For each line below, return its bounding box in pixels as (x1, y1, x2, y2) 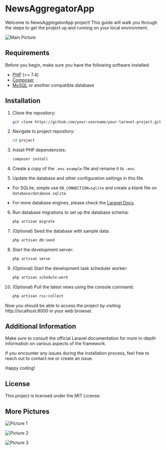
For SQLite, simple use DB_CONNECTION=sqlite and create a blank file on (12, 185, 157, 191)
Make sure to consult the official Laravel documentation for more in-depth (5, 335, 156, 341)
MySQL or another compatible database (12, 82, 94, 88)
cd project (12, 138, 35, 143)
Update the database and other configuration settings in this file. (12, 175, 145, 181)
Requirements (5, 49, 50, 57)
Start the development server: (12, 247, 74, 253)
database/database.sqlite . (12, 190, 67, 196)
